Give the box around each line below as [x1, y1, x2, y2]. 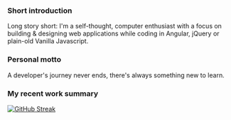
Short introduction [7, 6, 72, 16]
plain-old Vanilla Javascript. [7, 37, 89, 45]
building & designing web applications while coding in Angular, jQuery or [7, 29, 220, 38]
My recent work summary [7, 88, 99, 98]
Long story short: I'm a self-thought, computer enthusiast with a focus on [7, 22, 222, 31]
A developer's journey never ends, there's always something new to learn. [7, 70, 225, 80]
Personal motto [7, 55, 62, 65]
